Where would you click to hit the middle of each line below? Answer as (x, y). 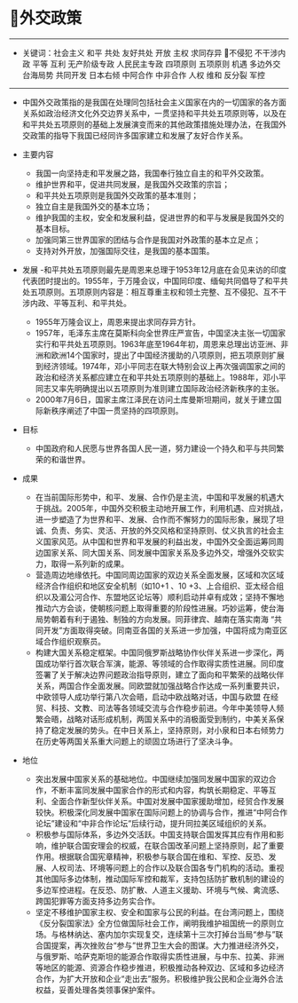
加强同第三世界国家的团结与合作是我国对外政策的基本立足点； (148, 240)
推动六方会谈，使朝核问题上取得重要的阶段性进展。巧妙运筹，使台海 (160, 608)
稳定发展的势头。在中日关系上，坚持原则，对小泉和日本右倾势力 (168, 730)
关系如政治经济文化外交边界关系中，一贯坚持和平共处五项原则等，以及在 (154, 113)
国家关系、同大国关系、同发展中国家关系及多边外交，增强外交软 (160, 552)
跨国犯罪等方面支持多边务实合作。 (98, 901)
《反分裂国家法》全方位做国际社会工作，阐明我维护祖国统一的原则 (156, 923)
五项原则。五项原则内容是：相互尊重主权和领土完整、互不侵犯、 (146, 292)
